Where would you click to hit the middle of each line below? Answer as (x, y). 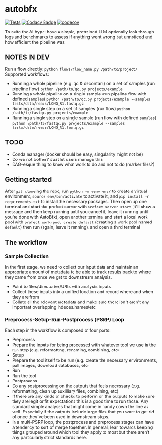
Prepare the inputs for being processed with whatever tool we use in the (84, 345)
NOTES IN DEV (27, 57)
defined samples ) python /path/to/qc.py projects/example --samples (81, 99)
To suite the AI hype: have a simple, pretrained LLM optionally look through (80, 32)
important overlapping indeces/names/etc (54, 307)
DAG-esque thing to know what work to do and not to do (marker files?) (83, 164)
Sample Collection (27, 256)
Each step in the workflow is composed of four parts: (58, 330)
